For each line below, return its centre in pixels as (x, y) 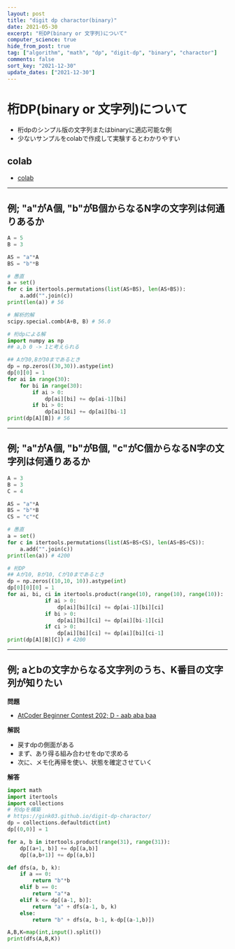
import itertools (33, 797)
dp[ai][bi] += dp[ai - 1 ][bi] (86, 399)
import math (24, 790)
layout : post (26, 14)
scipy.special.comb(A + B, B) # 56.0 (59, 321)
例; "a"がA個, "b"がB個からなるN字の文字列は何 (112, 208)
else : (28, 913)
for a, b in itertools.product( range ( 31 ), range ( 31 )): (89, 842)
